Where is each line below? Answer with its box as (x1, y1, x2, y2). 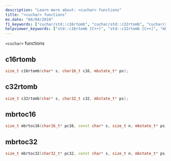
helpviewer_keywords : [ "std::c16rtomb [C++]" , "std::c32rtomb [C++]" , (5, 26, 158, 31)
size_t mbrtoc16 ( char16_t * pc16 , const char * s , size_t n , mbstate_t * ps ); (5, 123, 169, 128)
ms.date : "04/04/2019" (5, 17, 53, 22)
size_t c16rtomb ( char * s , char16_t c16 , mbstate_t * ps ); (5, 68, 129, 74)
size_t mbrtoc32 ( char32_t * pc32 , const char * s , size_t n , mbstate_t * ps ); (5, 151, 169, 156)
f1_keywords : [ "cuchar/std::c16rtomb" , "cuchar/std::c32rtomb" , (5, 21, 145, 27)
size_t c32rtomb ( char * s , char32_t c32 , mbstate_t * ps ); (5, 96, 129, 101)
